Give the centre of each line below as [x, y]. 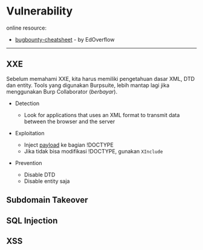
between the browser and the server [69, 121]
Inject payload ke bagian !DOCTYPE [69, 145]
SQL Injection [32, 221]
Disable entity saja [47, 181]
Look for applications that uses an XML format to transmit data [102, 115]
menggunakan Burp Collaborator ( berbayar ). [62, 91]
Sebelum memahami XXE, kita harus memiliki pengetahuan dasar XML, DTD [101, 79]
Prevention [28, 163]
